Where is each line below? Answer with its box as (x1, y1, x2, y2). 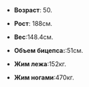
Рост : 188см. (13, 19, 53, 27)
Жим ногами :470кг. (13, 73, 75, 81)
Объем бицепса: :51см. (13, 47, 83, 54)
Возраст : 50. (13, 6, 53, 14)
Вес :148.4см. (13, 33, 54, 41)
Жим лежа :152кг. (13, 60, 67, 68)
